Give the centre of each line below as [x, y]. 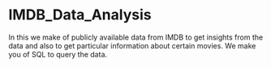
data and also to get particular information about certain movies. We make [132, 45]
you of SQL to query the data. [58, 54]
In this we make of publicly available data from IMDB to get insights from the [136, 37]
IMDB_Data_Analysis [80, 15]
